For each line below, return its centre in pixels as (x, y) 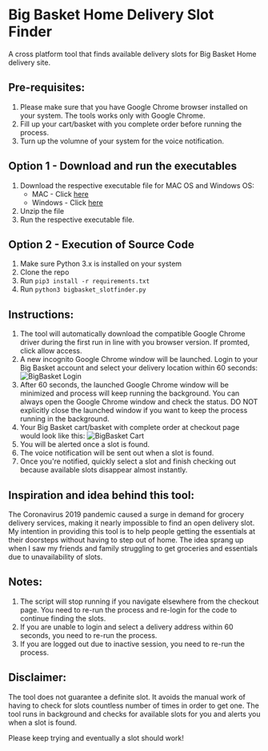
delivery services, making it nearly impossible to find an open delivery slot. (132, 523)
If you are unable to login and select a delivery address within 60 (126, 627)
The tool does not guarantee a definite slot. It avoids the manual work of (127, 697)
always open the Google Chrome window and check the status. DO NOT (139, 402)
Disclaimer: (37, 678)
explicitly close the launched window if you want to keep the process (134, 411)
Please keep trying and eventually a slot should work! (96, 737)
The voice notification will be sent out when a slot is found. (117, 453)
